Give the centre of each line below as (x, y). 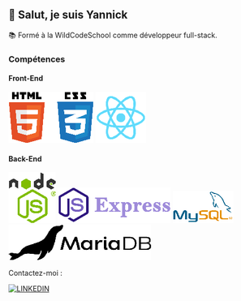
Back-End (25, 158)
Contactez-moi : (35, 273)
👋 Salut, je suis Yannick (68, 15)
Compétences (37, 59)
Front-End (26, 79)
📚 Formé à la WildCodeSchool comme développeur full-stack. (113, 35)
